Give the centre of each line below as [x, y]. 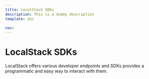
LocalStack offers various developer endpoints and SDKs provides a [75, 66]
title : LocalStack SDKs [30, 10]
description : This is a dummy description [50, 14]
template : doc [20, 19]
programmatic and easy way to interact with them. [56, 71]
